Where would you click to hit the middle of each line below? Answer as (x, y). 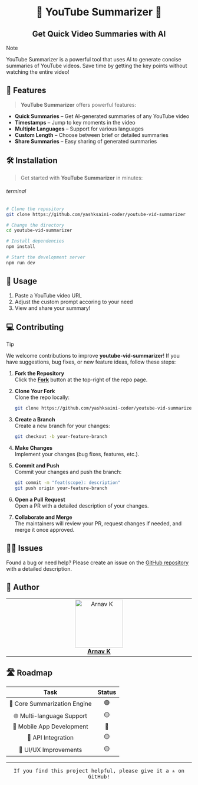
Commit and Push (37, 466)
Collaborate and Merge (43, 517)
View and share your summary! (52, 308)
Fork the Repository (39, 374)
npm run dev (21, 263)
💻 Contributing (35, 327)
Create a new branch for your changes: (62, 426)
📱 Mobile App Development (50, 727)
